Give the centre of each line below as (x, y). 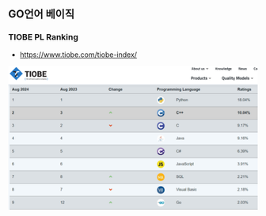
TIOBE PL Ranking (44, 37)
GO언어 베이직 (42, 14)
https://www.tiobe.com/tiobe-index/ (78, 55)
